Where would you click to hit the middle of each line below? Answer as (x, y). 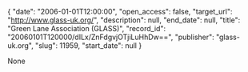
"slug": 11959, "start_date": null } (88, 46)
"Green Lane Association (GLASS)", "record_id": (86, 28)
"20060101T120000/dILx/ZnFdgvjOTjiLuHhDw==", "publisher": (111, 37)
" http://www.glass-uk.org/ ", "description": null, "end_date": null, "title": (124, 20)
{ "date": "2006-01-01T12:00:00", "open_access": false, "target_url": (120, 12)
